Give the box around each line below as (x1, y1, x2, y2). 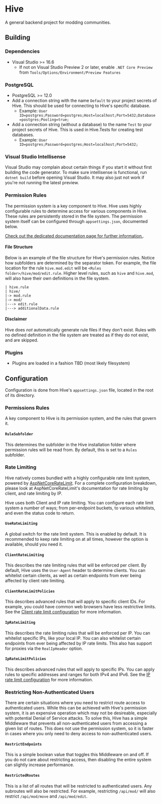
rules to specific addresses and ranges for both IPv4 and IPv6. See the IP (5, 671, 150, 677)
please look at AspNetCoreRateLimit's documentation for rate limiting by (5, 485, 148, 491)
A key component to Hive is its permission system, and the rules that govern (5, 415, 157, 421)
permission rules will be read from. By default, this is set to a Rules (5, 447, 137, 453)
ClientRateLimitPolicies (5, 589, 55, 594)
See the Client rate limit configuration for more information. (5, 609, 122, 615)
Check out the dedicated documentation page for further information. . (5, 233, 145, 238)
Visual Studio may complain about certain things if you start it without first (5, 164, 152, 170)
